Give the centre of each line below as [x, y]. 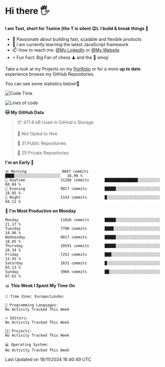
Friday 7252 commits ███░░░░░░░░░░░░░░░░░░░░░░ [83, 255]
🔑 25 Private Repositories [43, 153]
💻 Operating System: [27, 345]
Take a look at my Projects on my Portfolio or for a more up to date [73, 69]
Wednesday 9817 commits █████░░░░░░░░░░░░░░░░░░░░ [83, 237]
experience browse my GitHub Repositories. [50, 74]
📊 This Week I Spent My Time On [40, 285]
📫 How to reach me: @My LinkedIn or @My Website [66, 50]
